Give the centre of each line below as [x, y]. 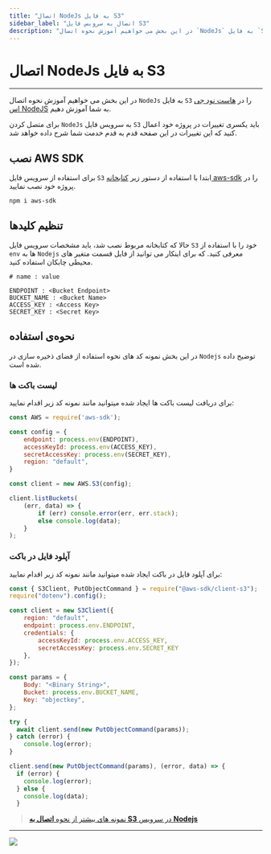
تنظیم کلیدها [36, 226]
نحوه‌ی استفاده [42, 337]
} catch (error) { [40, 737]
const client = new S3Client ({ [62, 611]
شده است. [25, 364]
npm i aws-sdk [33, 201]
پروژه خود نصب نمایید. [42, 187]
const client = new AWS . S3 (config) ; [70, 484]
